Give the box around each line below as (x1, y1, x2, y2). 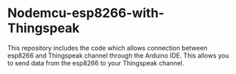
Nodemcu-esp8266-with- (7, 5, 165, 21)
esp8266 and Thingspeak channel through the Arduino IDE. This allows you (7, 51, 230, 60)
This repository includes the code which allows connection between (7, 43, 208, 52)
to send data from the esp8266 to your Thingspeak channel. (7, 58, 185, 67)
